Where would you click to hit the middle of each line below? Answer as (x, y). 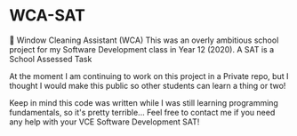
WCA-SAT (48, 16)
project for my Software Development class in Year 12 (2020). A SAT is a (142, 49)
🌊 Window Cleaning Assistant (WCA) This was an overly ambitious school (144, 40)
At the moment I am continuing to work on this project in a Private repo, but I (149, 76)
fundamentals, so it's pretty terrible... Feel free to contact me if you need (142, 112)
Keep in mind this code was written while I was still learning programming (144, 102)
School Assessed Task (51, 59)
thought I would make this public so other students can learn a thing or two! (148, 85)
